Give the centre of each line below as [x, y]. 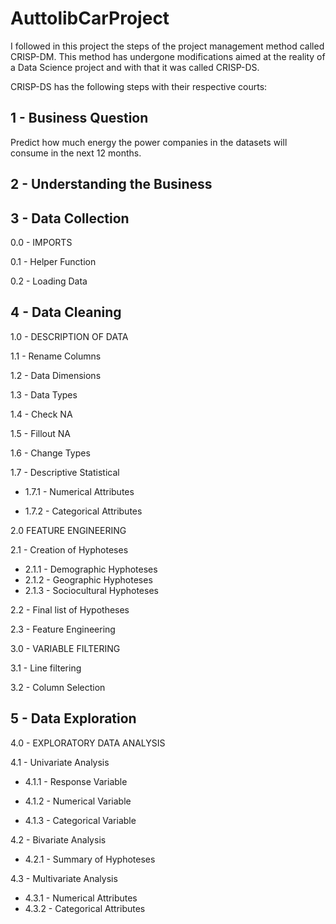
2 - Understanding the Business [111, 184]
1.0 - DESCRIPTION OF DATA [69, 336]
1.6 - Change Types [50, 453]
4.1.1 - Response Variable [76, 781]
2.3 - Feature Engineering [63, 629]
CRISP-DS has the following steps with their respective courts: [139, 86]
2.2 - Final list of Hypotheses [70, 609]
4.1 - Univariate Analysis [60, 762]
